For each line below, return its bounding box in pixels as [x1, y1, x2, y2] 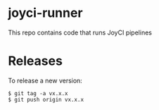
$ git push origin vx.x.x [8, 96, 84, 103]
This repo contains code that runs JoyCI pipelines [8, 28, 152, 37]
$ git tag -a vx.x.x [8, 90, 69, 97]
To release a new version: [8, 76, 83, 85]
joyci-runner [8, 5, 83, 21]
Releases [8, 53, 63, 69]
